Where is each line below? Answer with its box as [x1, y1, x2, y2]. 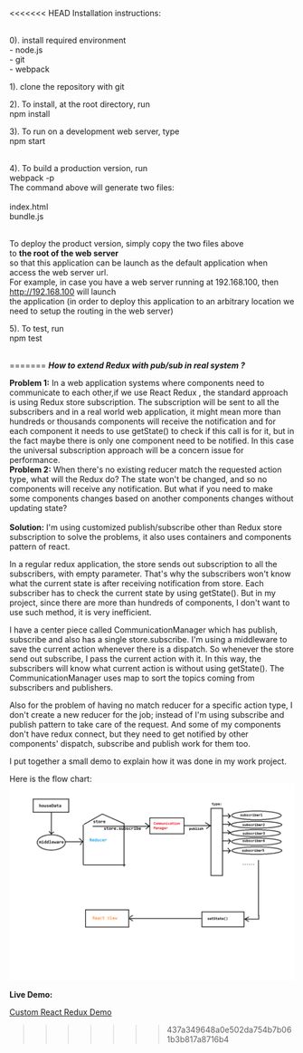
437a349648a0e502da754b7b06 [166, 1024, 292, 1035]
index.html [9, 201, 49, 212]
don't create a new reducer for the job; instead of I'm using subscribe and [9, 710, 285, 720]
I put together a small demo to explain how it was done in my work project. [9, 756, 287, 767]
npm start [9, 136, 46, 146]
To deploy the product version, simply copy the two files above [9, 238, 244, 248]
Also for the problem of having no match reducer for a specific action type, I [9, 700, 293, 710]
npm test [9, 333, 43, 343]
